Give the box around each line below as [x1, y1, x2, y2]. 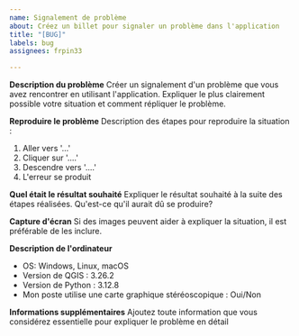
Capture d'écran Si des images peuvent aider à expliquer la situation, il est [9, 216, 287, 227]
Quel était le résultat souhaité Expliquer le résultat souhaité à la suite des [9, 189, 283, 200]
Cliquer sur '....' [22, 152, 79, 163]
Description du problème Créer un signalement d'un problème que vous [9, 79, 279, 90]
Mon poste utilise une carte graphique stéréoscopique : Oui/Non [22, 289, 261, 300]
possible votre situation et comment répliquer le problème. [9, 98, 227, 109]
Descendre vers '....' [22, 162, 97, 173]
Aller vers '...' [22, 143, 71, 154]
